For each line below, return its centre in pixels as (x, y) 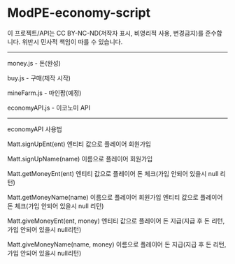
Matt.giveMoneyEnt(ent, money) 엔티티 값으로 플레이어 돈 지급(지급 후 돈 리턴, (116, 221)
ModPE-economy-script (79, 13)
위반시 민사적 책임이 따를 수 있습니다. (72, 42)
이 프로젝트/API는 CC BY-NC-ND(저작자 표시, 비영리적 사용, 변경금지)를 (106, 33)
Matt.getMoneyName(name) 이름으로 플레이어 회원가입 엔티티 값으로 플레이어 (115, 197)
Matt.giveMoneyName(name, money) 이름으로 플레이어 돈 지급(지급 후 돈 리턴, (117, 244)
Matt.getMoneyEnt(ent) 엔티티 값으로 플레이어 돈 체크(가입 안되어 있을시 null (113, 173)
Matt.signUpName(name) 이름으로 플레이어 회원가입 (80, 159)
